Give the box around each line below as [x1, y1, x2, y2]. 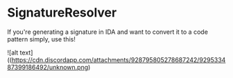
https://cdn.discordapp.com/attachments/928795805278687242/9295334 [11, 55, 226, 64]
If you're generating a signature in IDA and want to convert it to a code [7, 28, 208, 36]
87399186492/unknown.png [7, 63, 89, 71]
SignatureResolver [7, 5, 117, 21]
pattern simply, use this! [7, 35, 76, 43]
